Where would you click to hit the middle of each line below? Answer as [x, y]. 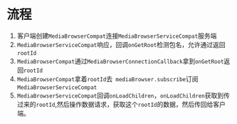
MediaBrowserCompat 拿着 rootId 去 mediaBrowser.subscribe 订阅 [107, 78]
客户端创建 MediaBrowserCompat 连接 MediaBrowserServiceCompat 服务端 [117, 36]
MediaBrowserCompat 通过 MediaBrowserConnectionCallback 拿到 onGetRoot [120, 61]
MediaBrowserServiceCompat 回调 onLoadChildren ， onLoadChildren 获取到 [120, 95]
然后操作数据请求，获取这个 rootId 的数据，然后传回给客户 [141, 104]
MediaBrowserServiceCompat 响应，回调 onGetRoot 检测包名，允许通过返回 [121, 44]
